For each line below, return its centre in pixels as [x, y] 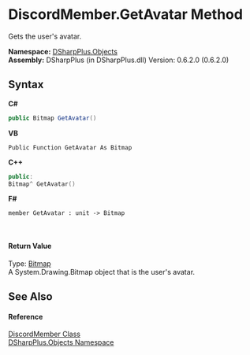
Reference [26, 316]
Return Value [30, 246]
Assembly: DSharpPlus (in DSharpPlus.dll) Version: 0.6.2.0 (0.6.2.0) [119, 60]
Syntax [26, 85]
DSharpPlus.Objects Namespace [61, 342]
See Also [30, 296]
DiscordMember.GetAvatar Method [125, 15]
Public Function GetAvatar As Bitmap [70, 147]
